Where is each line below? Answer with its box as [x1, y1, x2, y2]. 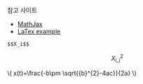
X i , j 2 [111, 53, 123, 64]
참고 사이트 [7, 6, 38, 14]
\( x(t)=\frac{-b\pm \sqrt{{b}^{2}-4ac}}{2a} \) [7, 69, 137, 78]
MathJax [17, 20, 43, 28]
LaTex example [17, 27, 61, 35]
